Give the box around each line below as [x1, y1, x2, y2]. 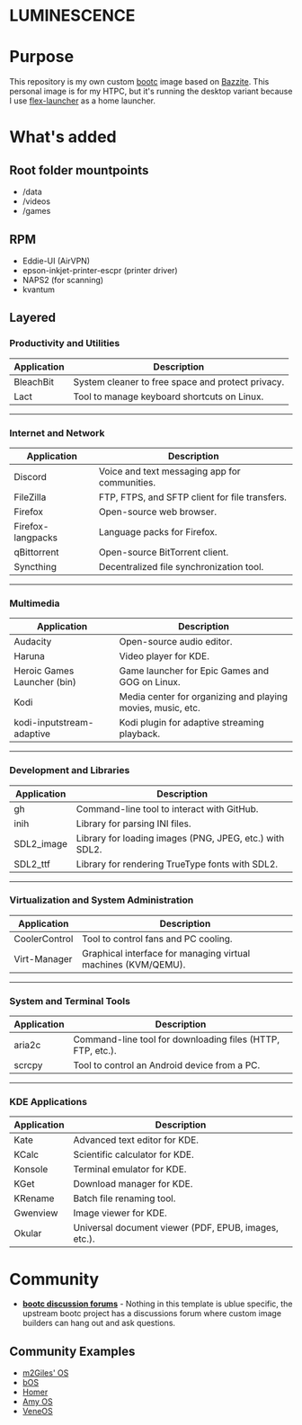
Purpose [9, 47, 75, 67]
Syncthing [13, 560, 57, 573]
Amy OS [22, 1396, 54, 1407]
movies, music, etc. [119, 702, 200, 715]
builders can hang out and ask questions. [22, 1318, 176, 1329]
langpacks [13, 531, 58, 544]
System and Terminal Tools [9, 994, 130, 1007]
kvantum [22, 284, 56, 295]
